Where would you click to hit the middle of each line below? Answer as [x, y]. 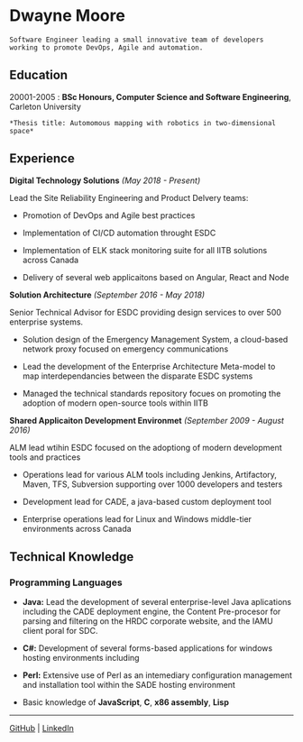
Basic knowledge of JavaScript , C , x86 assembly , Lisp [126, 702]
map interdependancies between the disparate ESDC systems [138, 376]
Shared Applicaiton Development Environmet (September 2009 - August [147, 420]
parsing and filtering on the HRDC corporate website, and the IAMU [147, 621]
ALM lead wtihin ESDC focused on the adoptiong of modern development [146, 447]
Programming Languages [66, 582]
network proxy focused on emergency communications [125, 349]
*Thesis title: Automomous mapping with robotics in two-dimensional [143, 123]
